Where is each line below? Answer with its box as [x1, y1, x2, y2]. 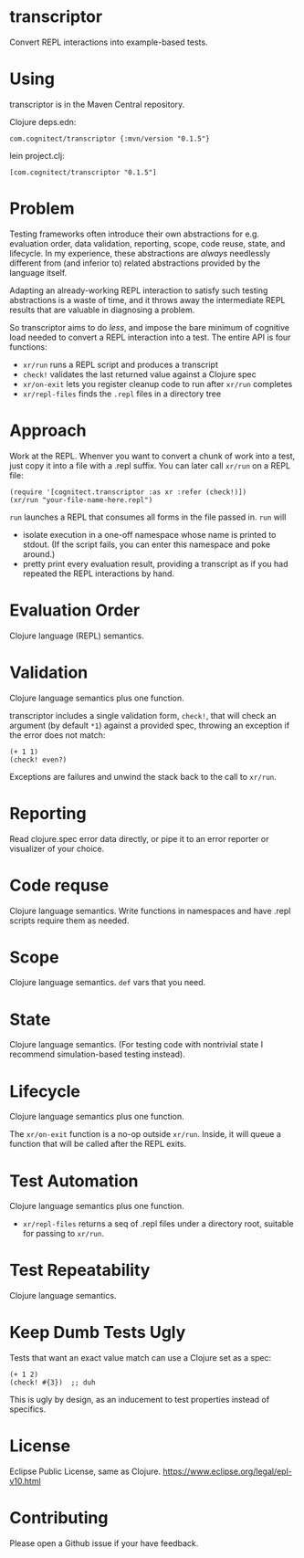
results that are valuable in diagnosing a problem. [9, 304, 195, 315]
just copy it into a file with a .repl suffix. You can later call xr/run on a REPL [9, 459, 290, 471]
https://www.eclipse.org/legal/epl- [162, 1466, 292, 1477]
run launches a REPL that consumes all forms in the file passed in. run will [9, 511, 287, 522]
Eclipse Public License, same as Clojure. [9, 1466, 162, 1477]
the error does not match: [9, 729, 106, 741]
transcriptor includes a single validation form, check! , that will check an [9, 710, 277, 721]
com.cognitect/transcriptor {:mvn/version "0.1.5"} [9, 134, 210, 143]
